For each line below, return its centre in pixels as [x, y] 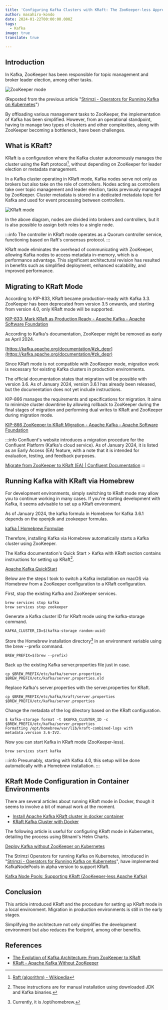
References [23, 945]
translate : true [22, 38]
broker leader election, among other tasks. [49, 79]
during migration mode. [29, 415]
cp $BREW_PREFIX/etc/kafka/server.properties [53, 674]
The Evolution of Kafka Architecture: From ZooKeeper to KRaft [76, 957]
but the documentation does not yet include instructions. [63, 389]
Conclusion [23, 892]
